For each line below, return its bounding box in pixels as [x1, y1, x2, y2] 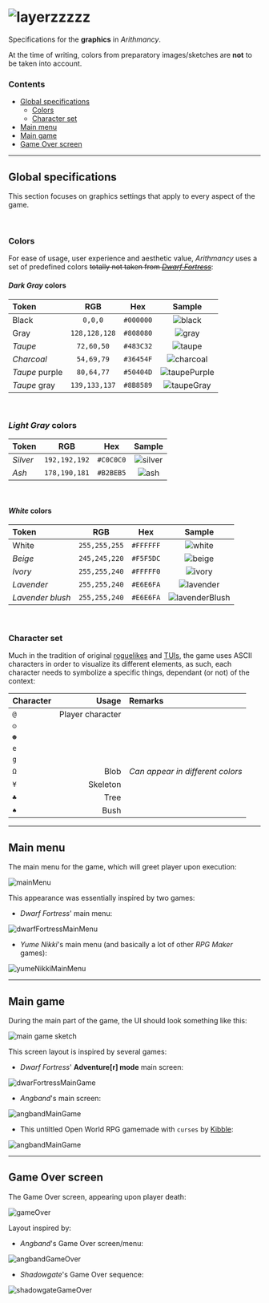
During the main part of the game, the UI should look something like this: [8, 1015, 247, 1025]
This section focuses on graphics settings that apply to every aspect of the [8, 192, 255, 201]
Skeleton [87, 779, 122, 790]
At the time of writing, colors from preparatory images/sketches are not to [8, 50, 253, 59]
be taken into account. [8, 58, 82, 68]
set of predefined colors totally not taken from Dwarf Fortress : [8, 262, 214, 272]
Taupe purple [12, 366, 63, 377]
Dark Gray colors [8, 280, 66, 290]
